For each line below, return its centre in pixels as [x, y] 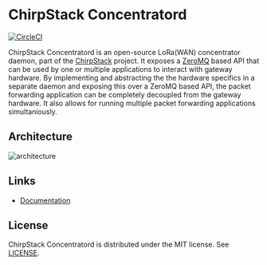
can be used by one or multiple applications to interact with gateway [120, 69]
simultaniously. [33, 111]
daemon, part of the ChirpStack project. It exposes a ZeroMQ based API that [134, 61]
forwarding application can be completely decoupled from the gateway [125, 94]
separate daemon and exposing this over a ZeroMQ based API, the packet [130, 86]
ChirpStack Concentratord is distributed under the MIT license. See [119, 244]
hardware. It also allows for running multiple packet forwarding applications [132, 103]
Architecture [41, 137]
